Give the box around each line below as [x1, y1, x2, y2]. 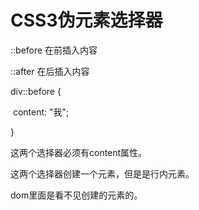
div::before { [10, 85, 62, 97]
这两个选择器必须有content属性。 [10, 146, 148, 158]
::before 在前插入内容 [10, 44, 98, 56]
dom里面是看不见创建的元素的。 [10, 189, 143, 201]
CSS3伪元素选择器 [10, 9, 163, 32]
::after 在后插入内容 [10, 65, 90, 77]
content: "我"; [12, 106, 70, 118]
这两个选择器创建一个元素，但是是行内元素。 [10, 167, 195, 180]
